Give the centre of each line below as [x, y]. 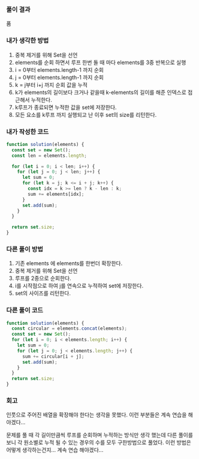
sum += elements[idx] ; [56, 194]
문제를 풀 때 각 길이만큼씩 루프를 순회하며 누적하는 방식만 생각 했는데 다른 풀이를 [100, 435]
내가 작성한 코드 [28, 132]
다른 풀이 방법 [25, 249]
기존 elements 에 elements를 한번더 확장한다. [69, 263]
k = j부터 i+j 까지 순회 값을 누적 [51, 84]
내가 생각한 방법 [28, 41]
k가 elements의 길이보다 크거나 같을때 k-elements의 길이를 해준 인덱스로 [101, 92]
